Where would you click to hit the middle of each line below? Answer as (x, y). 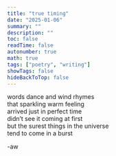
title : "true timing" (38, 13)
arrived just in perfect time (45, 111)
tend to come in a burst (40, 133)
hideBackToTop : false (38, 77)
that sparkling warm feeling (46, 104)
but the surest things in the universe (58, 126)
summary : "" (24, 26)
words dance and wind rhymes (51, 97)
